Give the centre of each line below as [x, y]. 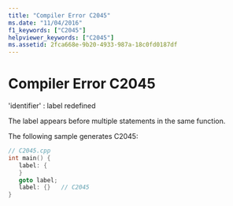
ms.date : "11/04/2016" [45, 23]
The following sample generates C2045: [73, 137]
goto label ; [38, 180]
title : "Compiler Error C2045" [59, 15]
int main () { [30, 158]
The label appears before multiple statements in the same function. [117, 121]
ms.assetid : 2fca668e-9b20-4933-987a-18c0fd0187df [93, 45]
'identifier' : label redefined [52, 106]
